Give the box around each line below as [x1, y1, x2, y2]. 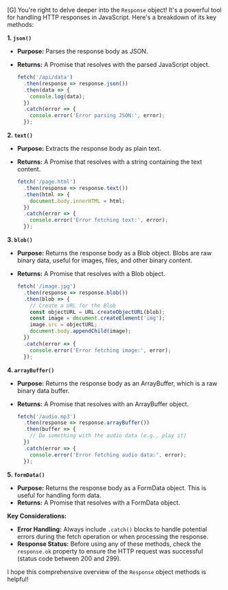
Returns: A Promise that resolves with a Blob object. [16, 270, 166, 277]
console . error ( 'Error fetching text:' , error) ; [30, 217, 168, 224]
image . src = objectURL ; [30, 322, 98, 328]
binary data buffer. [16, 386, 70, 394]
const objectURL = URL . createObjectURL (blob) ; [30, 308, 166, 315]
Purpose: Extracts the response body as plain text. [16, 145, 161, 152]
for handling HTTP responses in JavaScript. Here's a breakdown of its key [7, 13, 217, 21]
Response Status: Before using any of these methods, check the [16, 540, 201, 548]
